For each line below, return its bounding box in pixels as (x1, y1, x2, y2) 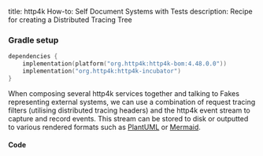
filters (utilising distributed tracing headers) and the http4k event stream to (8, 106, 250, 115)
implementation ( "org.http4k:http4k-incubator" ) (22, 67, 181, 76)
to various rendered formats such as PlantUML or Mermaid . (8, 122, 201, 132)
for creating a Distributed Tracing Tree (8, 15, 132, 24)
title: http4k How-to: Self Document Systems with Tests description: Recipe (8, 7, 254, 16)
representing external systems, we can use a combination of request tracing (8, 97, 256, 106)
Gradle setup (8, 35, 59, 46)
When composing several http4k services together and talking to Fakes (8, 88, 240, 98)
